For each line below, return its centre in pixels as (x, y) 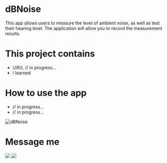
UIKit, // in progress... (34, 67)
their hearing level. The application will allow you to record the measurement (84, 28)
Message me (32, 142)
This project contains (50, 54)
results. (13, 33)
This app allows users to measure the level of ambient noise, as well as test (83, 23)
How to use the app (46, 93)
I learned (21, 73)
